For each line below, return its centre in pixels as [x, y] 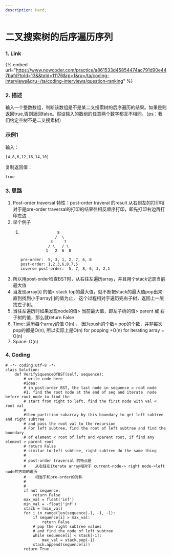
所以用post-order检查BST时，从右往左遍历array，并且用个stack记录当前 [89, 279]
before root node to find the [38, 397]
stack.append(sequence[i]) [61, 545]
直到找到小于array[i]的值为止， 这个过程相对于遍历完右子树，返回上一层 [88, 298]
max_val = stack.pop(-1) [68, 540]
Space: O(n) [25, 341]
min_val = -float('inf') [50, 504]
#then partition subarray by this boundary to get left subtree [94, 415]
